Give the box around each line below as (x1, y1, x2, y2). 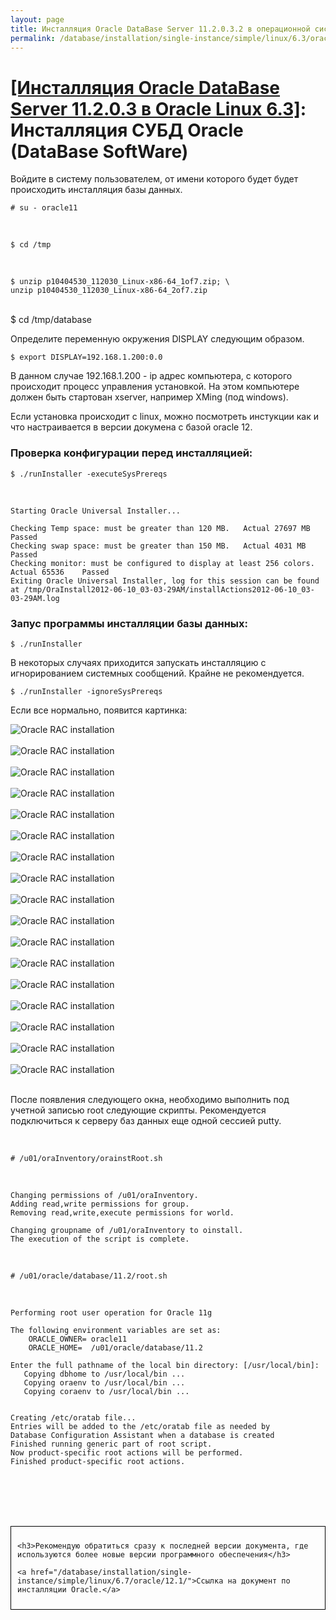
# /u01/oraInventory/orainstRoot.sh (10, 1153, 163, 1163)
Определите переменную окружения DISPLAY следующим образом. (10, 333, 305, 345)
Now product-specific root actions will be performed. (10, 1447, 244, 1458)
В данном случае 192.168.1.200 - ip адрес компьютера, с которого (10, 370, 293, 382)
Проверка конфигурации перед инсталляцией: (10, 446, 253, 460)
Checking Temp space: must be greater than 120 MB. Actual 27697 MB (10, 523, 311, 533)
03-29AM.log (10, 593, 60, 603)
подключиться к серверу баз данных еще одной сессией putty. (10, 1114, 282, 1126)
